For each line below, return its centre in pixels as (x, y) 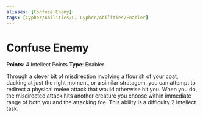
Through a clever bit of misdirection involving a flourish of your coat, (92, 76)
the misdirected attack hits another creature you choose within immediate (99, 96)
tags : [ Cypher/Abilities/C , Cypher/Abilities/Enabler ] (77, 18)
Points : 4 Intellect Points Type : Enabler (55, 65)
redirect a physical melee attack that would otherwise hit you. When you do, (102, 90)
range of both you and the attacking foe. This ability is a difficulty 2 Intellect (101, 102)
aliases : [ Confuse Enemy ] (39, 12)
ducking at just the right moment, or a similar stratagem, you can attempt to (101, 83)
